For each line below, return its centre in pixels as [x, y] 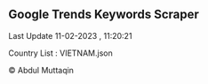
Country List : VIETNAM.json [60, 53]
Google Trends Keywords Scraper [104, 15]
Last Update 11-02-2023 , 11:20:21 [70, 35]
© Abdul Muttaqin [41, 70]
